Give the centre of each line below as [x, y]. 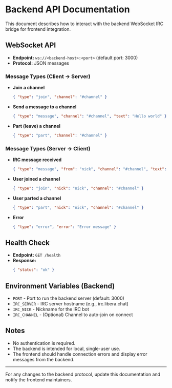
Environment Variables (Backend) [60, 286]
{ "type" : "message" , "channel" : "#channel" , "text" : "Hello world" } [90, 116]
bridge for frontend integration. [38, 29]
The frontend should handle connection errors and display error [80, 354]
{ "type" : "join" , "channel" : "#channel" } [60, 97]
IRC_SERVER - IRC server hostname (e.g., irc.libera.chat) [71, 303]
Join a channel [29, 88]
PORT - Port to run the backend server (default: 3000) [68, 298]
